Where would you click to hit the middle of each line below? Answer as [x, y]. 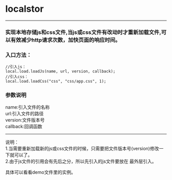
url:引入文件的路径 [25, 114]
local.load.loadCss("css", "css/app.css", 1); [56, 82]
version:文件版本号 [25, 120]
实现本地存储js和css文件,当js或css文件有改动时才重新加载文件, [83, 32]
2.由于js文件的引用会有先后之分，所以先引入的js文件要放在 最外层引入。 [81, 162]
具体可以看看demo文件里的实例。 [40, 172]
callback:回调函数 [24, 127]
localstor [25, 9]
